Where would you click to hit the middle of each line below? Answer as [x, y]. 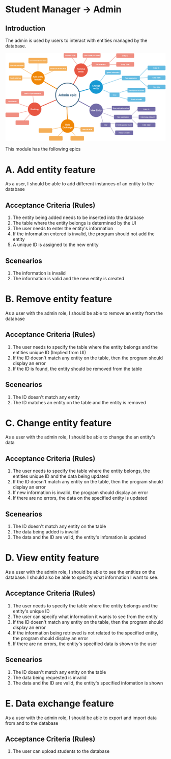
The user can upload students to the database [61, 751]
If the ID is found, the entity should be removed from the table [77, 369]
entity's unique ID [31, 611]
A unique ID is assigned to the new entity [55, 245]
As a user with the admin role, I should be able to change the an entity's [80, 437]
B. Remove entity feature [59, 299]
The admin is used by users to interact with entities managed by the [76, 40]
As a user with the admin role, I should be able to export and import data [81, 718]
